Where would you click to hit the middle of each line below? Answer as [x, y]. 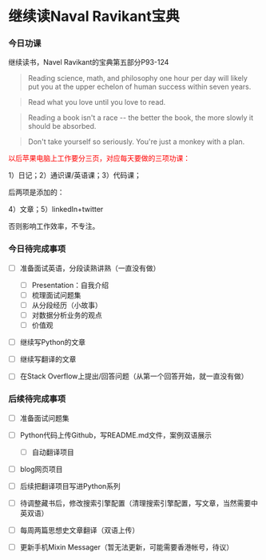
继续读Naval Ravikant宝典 [94, 16]
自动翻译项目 [53, 452]
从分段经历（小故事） [67, 305]
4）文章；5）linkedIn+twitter [56, 210]
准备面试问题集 [44, 418]
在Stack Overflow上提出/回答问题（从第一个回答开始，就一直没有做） [134, 376]
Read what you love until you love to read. [97, 102]
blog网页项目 [41, 469]
